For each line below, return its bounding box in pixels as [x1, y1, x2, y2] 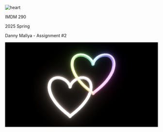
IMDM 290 [5, 14, 27, 19]
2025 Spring [5, 23, 30, 29]
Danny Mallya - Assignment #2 [5, 33, 67, 38]
